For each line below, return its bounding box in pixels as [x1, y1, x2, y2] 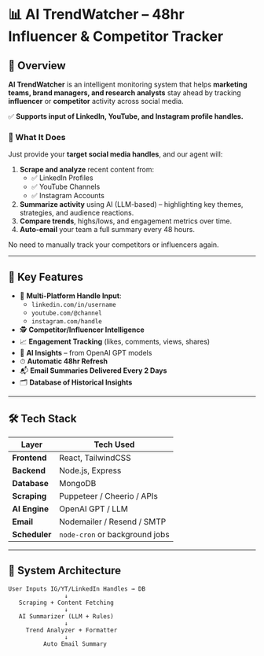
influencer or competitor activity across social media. [8, 97, 184, 105]
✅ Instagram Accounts [31, 191, 104, 201]
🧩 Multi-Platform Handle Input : [19, 291, 122, 300]
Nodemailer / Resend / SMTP [58, 516, 167, 527]
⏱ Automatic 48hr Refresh [19, 356, 108, 366]
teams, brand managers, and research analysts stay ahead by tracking [8, 88, 241, 98]
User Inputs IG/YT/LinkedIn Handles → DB [8, 584, 146, 593]
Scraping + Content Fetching [18, 599, 114, 606]
